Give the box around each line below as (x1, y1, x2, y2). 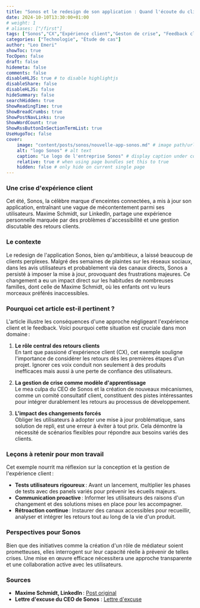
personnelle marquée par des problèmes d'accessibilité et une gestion (6, 216, 179, 224)
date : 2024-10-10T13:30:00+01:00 (6, 14, 89, 20)
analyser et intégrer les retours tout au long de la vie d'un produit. (14, 513, 176, 520)
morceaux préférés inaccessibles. (6, 289, 89, 296)
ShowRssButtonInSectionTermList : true (6, 125, 102, 131)
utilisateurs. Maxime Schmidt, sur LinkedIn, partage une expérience (6, 210, 172, 217)
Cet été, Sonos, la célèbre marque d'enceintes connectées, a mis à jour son (6, 198, 192, 205)
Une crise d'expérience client (6, 184, 93, 192)
